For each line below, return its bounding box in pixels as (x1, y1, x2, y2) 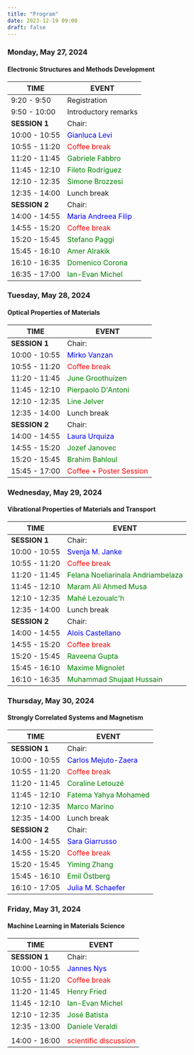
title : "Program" (7, 10, 59, 18)
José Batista (67, 1010, 109, 1019)
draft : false (7, 24, 46, 31)
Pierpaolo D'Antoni (67, 385, 130, 395)
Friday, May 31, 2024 (7, 904, 82, 914)
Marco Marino (67, 801, 114, 811)
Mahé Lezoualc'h (67, 593, 124, 603)
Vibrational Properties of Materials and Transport (7, 505, 156, 514)
